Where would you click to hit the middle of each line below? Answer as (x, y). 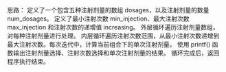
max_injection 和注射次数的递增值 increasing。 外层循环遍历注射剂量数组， (113, 27)
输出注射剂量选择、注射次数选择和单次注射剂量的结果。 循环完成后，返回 (116, 53)
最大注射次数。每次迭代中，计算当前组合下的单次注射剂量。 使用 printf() (109, 44)
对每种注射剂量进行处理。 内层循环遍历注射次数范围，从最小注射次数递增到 (113, 36)
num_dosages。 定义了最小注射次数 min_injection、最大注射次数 (99, 19)
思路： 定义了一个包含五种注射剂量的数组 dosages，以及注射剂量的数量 (108, 10)
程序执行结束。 (28, 61)
